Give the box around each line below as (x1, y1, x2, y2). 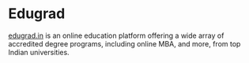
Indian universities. (8, 47, 70, 57)
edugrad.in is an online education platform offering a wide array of (8, 31, 224, 40)
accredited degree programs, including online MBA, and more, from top (8, 39, 241, 48)
